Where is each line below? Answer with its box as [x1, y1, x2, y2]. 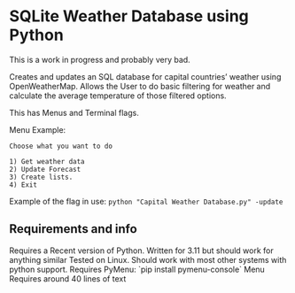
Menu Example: [9, 124, 66, 135]
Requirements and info [9, 221, 137, 236]
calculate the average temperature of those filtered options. [9, 90, 228, 101]
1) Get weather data [9, 157, 86, 166]
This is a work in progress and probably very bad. [9, 54, 190, 65]
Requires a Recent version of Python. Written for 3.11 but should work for [9, 245, 275, 256]
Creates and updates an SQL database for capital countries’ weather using [9, 71, 282, 81]
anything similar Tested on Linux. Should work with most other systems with [9, 254, 287, 265]
